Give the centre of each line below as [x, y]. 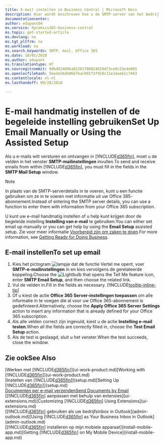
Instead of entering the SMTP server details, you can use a [91, 201]
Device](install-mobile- [132, 432]
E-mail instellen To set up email [53, 252]
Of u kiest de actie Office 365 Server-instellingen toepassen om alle [82, 296]
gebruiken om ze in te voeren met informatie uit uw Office [63, 196]
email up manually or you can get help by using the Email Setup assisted [79, 226]
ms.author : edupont [25, 60]
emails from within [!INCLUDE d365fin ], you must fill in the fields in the [76, 167]
